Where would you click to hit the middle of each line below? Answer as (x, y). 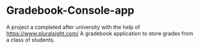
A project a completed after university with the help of (73, 27)
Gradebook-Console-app (70, 10)
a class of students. (31, 40)
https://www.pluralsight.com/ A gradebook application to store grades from (100, 33)
